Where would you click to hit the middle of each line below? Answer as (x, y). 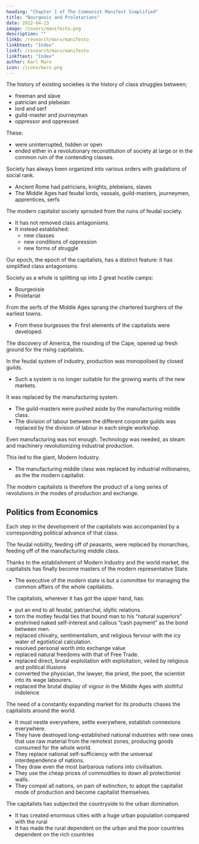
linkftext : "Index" (30, 56)
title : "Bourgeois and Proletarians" (53, 17)
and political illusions (41, 667)
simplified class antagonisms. (42, 266)
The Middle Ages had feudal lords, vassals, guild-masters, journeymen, (102, 193)
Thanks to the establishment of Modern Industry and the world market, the (98, 563)
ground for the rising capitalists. (45, 350)
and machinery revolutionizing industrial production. (70, 446)
